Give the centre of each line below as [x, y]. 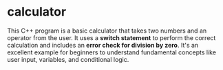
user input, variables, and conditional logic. [68, 59]
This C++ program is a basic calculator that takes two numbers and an [107, 31]
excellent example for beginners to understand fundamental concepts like [112, 52]
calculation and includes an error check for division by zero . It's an [103, 45]
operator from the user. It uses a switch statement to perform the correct [111, 37]
